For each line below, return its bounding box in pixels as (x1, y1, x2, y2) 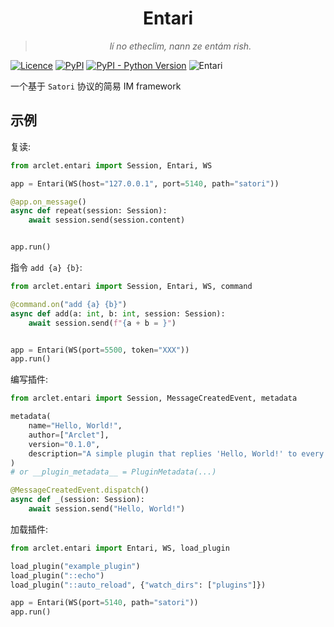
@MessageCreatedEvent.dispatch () (10, 485, 150, 496)
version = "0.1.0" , (28, 439, 101, 449)
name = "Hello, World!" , (28, 421, 123, 431)
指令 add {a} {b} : (10, 262, 83, 273)
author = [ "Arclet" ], (28, 430, 110, 440)
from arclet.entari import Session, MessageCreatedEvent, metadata (10, 393, 298, 404)
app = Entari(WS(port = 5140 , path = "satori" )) (10, 598, 199, 608)
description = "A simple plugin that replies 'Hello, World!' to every (28, 448, 325, 459)
